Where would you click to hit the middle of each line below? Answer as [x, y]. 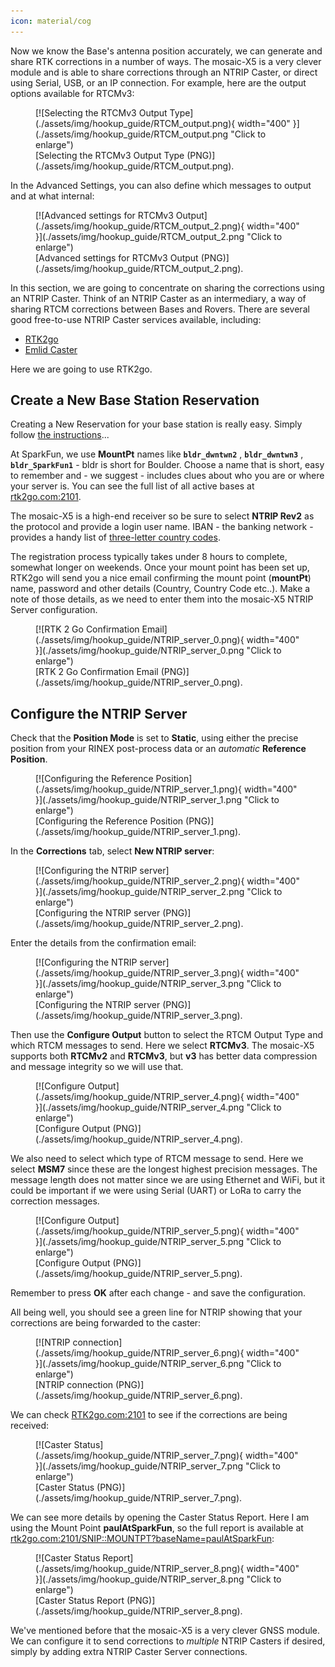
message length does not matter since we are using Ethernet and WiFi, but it [168, 1180]
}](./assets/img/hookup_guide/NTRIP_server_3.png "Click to [158, 984]
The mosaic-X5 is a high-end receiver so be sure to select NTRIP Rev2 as [162, 516]
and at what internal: [52, 196]
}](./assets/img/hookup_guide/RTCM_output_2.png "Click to [159, 236]
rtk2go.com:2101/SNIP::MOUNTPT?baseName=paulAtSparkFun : [142, 1539]
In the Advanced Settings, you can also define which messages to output [161, 185]
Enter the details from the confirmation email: [103, 943]
